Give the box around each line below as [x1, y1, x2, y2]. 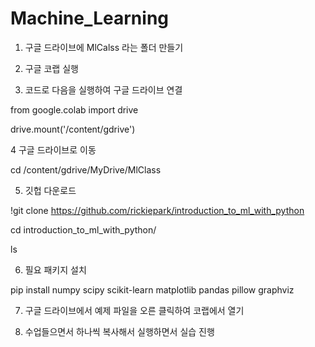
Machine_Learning [10, 7, 170, 30]
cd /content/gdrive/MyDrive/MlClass [10, 163, 162, 176]
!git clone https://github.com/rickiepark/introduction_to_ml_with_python [10, 204, 305, 216]
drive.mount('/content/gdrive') [10, 123, 136, 135]
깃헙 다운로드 [24, 184, 77, 196]
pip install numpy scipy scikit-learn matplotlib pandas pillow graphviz [10, 283, 295, 296]
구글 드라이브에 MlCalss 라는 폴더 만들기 [24, 41, 184, 53]
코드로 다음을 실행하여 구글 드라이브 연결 [24, 83, 183, 96]
